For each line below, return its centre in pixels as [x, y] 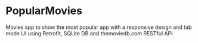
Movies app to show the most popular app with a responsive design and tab [99, 27]
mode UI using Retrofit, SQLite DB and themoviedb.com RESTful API [89, 33]
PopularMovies [44, 11]
